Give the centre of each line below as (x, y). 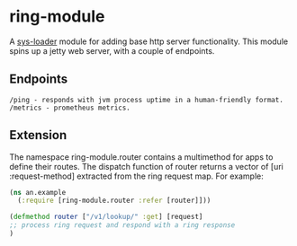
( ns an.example (38, 192)
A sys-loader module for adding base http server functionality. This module (149, 41)
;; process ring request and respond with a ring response (122, 225)
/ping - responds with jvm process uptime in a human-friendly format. (146, 100)
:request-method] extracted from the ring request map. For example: (136, 176)
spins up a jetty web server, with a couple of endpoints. (112, 50)
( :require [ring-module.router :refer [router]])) (114, 201)
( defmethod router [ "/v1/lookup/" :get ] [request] (106, 217)
